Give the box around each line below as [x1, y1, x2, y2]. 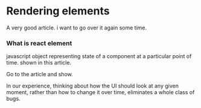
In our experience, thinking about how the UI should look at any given [6, 82, 179, 89]
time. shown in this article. [6, 59, 71, 67]
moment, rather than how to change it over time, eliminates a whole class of [6, 89, 195, 96]
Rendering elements [6, 4, 110, 18]
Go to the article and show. [6, 71, 74, 78]
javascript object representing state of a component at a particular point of [6, 53, 192, 60]
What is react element [6, 39, 72, 47]
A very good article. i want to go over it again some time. [6, 24, 147, 31]
